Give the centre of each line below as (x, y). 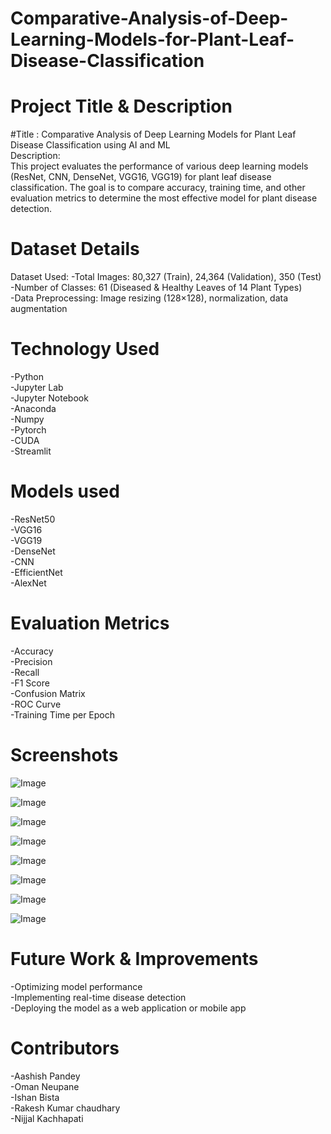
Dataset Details (75, 249)
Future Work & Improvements (134, 959)
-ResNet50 (33, 519)
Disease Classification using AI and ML (90, 145)
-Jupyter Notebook (49, 398)
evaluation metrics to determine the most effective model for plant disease (164, 198)
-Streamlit (31, 451)
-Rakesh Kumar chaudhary (65, 1108)
